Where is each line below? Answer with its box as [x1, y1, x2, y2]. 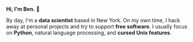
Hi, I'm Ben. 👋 [6, 6, 40, 12]
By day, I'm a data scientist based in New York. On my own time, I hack [6, 17, 181, 23]
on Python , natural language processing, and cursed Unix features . [6, 29, 172, 36]
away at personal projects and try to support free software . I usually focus [6, 23, 188, 30]
